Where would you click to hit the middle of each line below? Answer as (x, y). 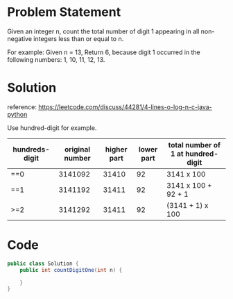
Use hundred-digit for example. (52, 128)
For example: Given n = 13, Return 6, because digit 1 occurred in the (104, 52)
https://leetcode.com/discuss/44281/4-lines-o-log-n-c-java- (125, 107)
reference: (22, 107)
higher (116, 149)
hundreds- (31, 149)
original (78, 149)
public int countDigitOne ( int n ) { (71, 270)
